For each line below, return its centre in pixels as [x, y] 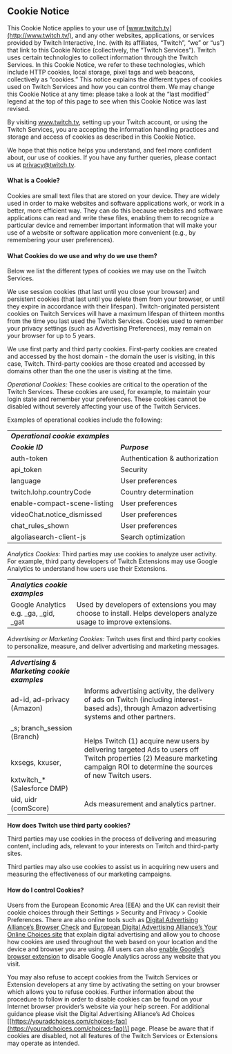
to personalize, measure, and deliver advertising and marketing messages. [113, 646]
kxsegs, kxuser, [36, 763]
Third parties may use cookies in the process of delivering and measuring [112, 839]
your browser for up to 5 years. [51, 336]
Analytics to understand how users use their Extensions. [87, 569]
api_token [26, 470]
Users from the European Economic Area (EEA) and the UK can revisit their [114, 905]
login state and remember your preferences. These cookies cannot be [107, 399]
